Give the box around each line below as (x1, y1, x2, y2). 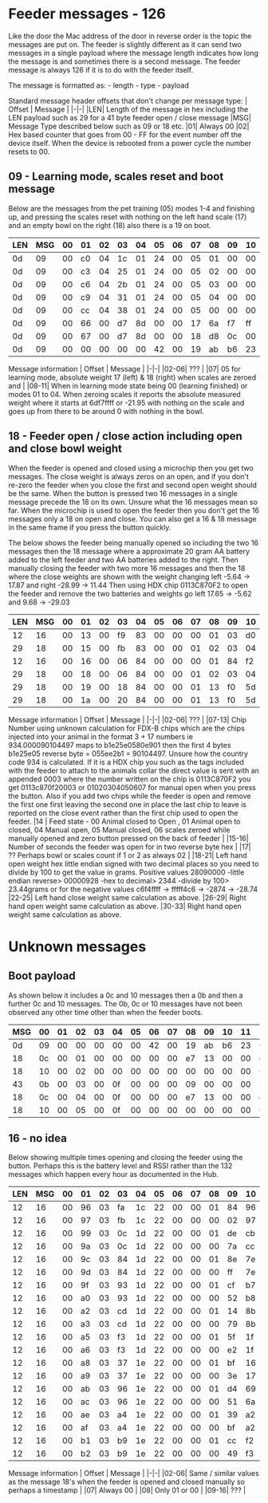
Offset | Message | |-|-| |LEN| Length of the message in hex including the (8, 104, 249, 114)
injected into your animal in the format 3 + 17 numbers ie (8, 731, 194, 742)
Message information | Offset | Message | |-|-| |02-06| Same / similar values (8, 1469, 259, 1478)
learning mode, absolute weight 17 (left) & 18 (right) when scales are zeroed (8, 372, 257, 382)
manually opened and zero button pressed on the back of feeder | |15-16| (8, 833, 249, 843)
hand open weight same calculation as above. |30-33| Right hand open (8, 901, 242, 911)
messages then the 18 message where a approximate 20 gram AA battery (8, 546, 250, 556)
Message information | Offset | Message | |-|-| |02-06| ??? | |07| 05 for (8, 364, 241, 373)
